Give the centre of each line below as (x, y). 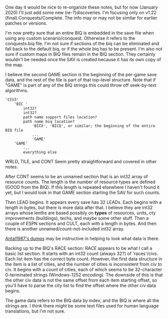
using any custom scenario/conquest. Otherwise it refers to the (70, 38)
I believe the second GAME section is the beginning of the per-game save (81, 74)
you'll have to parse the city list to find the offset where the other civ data (81, 285)
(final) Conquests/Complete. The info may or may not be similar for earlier (81, 18)
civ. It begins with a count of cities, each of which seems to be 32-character (84, 269)
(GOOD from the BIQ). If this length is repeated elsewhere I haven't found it (82, 187)
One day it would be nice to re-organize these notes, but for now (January (82, 7)
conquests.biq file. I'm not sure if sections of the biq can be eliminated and (82, 44)
